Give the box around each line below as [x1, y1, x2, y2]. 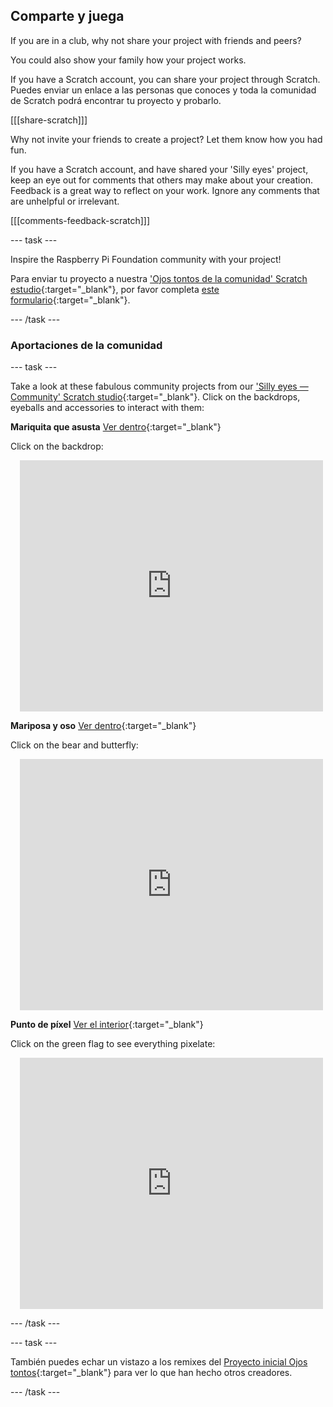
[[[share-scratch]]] [10, 114, 88, 126]
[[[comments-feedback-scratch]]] [10, 214, 151, 226]
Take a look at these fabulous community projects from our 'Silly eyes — [10, 380, 309, 393]
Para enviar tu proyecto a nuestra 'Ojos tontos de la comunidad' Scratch [10, 272, 308, 284]
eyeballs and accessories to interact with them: [10, 402, 205, 414]
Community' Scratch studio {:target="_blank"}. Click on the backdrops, [10, 391, 301, 403]
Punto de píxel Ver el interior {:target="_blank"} [10, 1019, 204, 1031]
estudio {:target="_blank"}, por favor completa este [10, 283, 220, 295]
